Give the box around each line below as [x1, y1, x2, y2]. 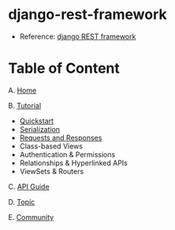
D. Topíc [8, 197, 35, 206]
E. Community [8, 212, 54, 222]
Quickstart [19, 116, 54, 126]
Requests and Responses [19, 133, 102, 142]
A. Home [8, 85, 37, 95]
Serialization [19, 124, 61, 134]
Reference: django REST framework [19, 32, 136, 41]
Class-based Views [19, 141, 83, 151]
